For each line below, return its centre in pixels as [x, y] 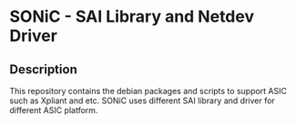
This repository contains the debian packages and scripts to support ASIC [148, 91]
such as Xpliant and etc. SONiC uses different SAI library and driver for [142, 100]
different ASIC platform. [54, 110]
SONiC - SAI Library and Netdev [132, 17]
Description [43, 69]
